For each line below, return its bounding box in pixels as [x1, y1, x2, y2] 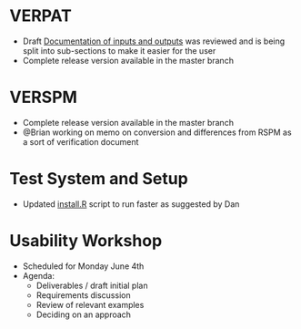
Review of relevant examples [35, 299, 145, 310]
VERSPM [9, 87, 77, 108]
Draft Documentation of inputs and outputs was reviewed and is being [22, 36, 286, 46]
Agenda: [22, 270, 55, 281]
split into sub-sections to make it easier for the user [22, 45, 216, 56]
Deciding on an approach [35, 309, 132, 320]
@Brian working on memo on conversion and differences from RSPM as [22, 127, 293, 138]
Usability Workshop [9, 231, 163, 251]
